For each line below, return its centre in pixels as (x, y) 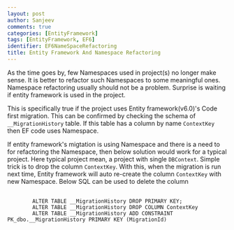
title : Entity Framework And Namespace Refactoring (84, 53)
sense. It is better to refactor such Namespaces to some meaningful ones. (114, 80)
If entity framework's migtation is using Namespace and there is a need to (114, 144)
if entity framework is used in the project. (66, 94)
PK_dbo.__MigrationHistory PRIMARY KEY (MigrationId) (87, 220)
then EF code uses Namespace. (53, 131)
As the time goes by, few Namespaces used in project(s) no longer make (112, 72)
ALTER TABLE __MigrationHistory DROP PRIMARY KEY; (108, 201)
